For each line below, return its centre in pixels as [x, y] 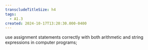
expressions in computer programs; [41, 43]
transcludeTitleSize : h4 [30, 10]
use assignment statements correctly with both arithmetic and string [74, 37]
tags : [11, 14]
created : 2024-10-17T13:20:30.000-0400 [46, 23]
